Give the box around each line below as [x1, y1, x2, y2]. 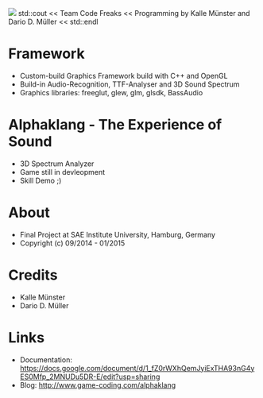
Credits [8, 266, 58, 284]
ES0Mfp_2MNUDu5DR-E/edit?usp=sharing [19, 372, 161, 381]
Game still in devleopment [19, 167, 106, 176]
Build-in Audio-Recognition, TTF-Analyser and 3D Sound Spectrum [19, 79, 240, 89]
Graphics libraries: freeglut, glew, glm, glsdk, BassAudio [19, 87, 203, 97]
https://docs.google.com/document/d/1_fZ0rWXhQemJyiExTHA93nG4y [19, 363, 255, 373]
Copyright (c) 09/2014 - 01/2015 [19, 238, 126, 248]
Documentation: [19, 354, 73, 365]
